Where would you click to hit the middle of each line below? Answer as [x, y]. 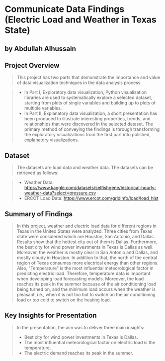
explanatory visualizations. [51, 140]
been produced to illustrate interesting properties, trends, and [87, 119]
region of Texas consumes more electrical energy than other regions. [87, 263]
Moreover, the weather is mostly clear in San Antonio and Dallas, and [87, 253]
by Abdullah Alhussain [41, 48]
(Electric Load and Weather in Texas [81, 20]
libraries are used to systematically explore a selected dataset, [88, 97]
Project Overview [32, 65]
